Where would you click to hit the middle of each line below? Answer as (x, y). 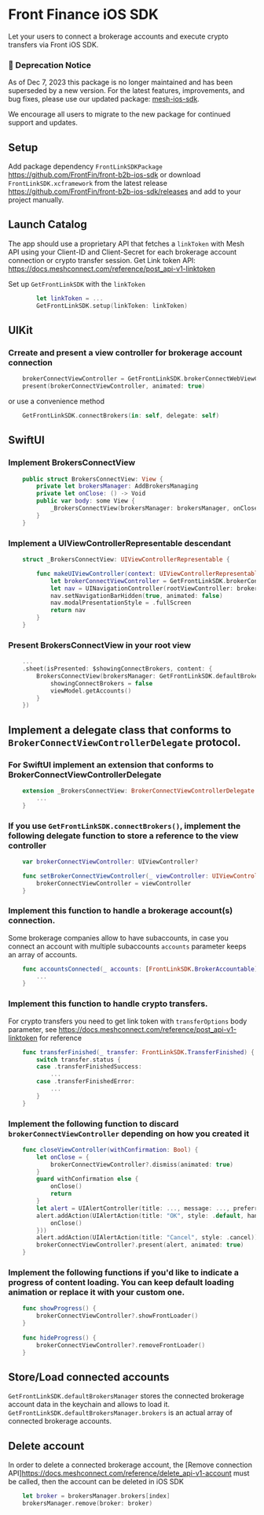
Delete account (46, 1446)
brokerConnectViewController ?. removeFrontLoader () (121, 1345)
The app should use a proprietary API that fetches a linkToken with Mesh (126, 243)
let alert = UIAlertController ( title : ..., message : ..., (133, 1208)
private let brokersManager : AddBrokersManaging (117, 486)
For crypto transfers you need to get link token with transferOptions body (128, 1021)
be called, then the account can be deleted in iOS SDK (96, 1482)
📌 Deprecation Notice (50, 65)
